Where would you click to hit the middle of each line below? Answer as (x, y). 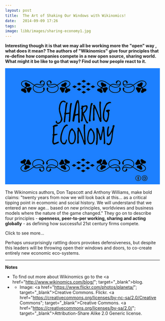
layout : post (18, 10)
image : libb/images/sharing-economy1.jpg (48, 31)
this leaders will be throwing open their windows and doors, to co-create (79, 248)
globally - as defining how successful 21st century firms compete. (72, 224)
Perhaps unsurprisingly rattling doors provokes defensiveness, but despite (81, 243)
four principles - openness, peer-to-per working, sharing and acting (76, 218)
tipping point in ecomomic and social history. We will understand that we (79, 203)
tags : (11, 26)
